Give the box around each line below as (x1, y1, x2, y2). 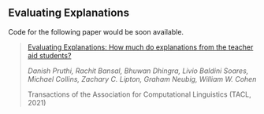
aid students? (27, 50, 72, 60)
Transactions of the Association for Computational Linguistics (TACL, (27, 90, 252, 99)
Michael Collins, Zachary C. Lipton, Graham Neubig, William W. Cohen (27, 74, 257, 83)
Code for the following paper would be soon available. (8, 27, 184, 36)
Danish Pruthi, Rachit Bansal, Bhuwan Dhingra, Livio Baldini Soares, (27, 66, 249, 75)
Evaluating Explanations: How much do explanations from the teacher (27, 42, 254, 52)
